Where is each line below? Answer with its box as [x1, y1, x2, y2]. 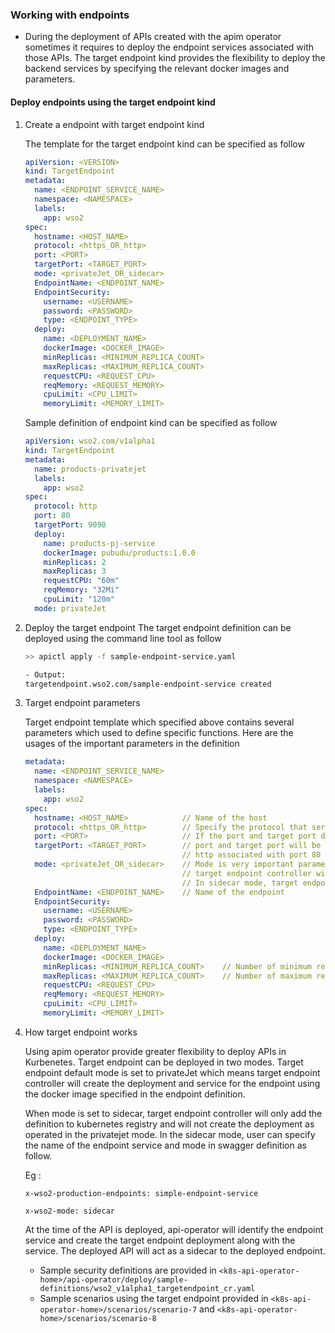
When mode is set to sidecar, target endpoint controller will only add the [24, 1107, 323, 1119]
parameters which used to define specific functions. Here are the [24, 727, 294, 739]
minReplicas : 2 [43, 557, 107, 567]
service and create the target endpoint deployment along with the [24, 1234, 296, 1246]
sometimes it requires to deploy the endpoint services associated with [24, 41, 315, 53]
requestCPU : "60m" [43, 576, 120, 586]
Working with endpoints [10, 8, 130, 22]
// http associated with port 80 [181, 850, 322, 860]
